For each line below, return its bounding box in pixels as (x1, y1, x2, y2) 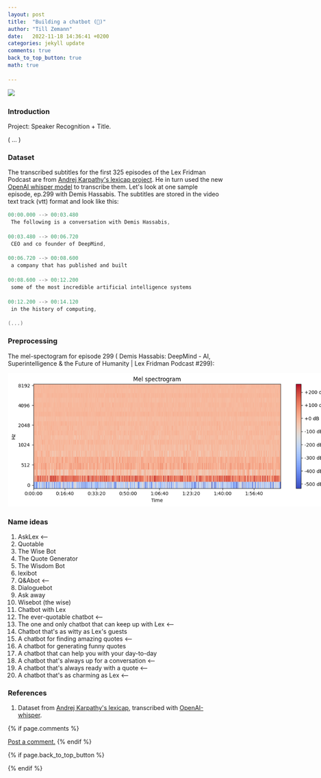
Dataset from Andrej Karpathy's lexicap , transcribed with (17, 704, 179, 712)
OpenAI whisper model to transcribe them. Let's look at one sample (8, 182, 198, 191)
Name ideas (8, 517, 49, 526)
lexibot (17, 569, 37, 577)
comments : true (8, 47, 51, 54)
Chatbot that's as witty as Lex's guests (17, 627, 127, 635)
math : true (8, 62, 39, 69)
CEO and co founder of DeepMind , (10, 240, 107, 247)
